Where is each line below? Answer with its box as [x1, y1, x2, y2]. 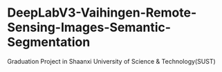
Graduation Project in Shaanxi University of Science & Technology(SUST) [7, 57, 216, 65]
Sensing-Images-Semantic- [7, 19, 172, 35]
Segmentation [7, 35, 91, 50]
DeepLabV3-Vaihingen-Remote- [7, 5, 197, 21]
